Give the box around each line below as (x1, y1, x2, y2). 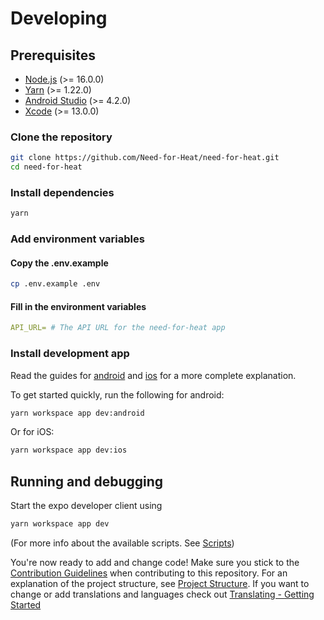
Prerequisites (10, 47, 96, 64)
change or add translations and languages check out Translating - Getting (10, 588, 315, 601)
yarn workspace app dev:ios (10, 445, 128, 456)
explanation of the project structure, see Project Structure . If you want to (10, 578, 310, 590)
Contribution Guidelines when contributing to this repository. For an (10, 567, 288, 579)
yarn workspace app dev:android (10, 408, 145, 418)
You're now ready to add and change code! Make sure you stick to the (10, 557, 300, 569)
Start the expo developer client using (10, 500, 163, 512)
